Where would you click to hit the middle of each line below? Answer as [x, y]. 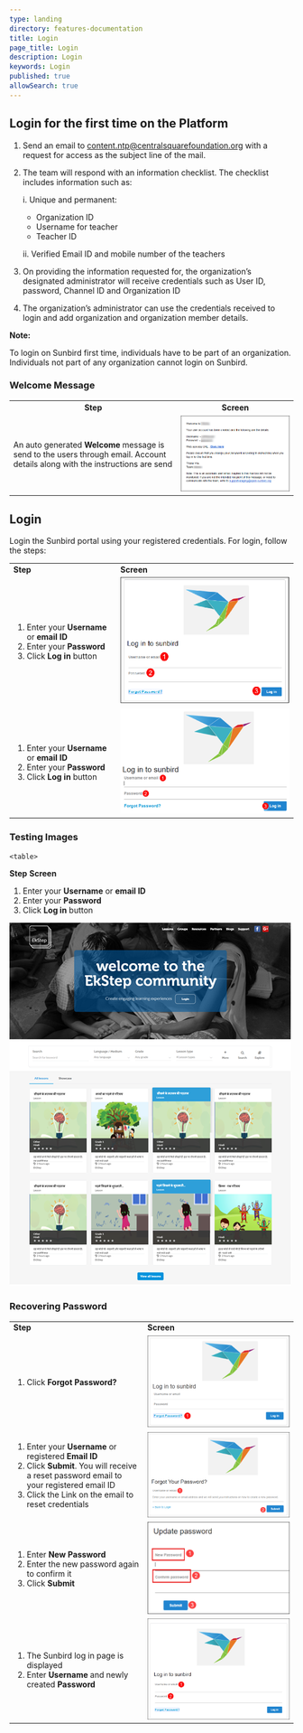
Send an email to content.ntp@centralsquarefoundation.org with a [145, 145]
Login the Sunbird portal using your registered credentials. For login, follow [148, 541]
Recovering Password [58, 1307]
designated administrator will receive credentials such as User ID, [144, 281]
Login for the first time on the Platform [119, 123]
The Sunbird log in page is [75, 1656]
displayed [45, 1665]
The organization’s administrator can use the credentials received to [149, 308]
